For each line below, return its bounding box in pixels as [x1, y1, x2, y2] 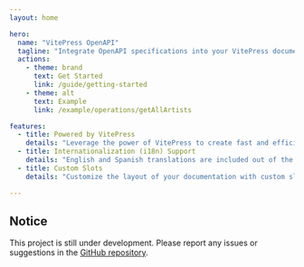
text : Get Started [33, 72, 103, 81]
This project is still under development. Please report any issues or [9, 237, 258, 249]
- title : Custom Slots [17, 164, 103, 173]
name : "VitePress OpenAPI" [17, 38, 119, 47]
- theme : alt [25, 88, 75, 98]
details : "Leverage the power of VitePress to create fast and [25, 138, 270, 148]
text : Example [33, 97, 88, 106]
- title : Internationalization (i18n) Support [17, 147, 196, 157]
